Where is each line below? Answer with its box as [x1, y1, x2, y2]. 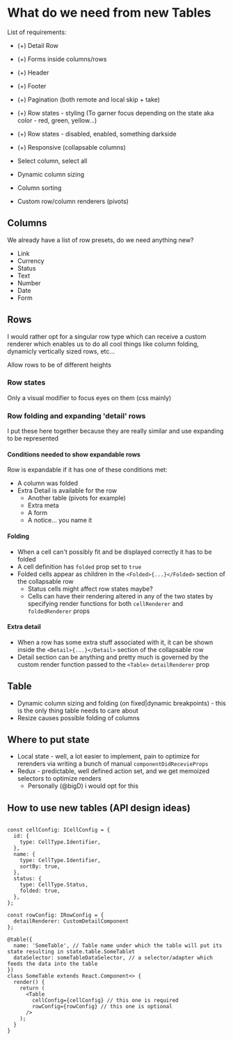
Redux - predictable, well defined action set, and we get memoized [17, 767, 210, 775]
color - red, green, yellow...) [17, 116, 97, 125]
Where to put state [7, 733, 90, 745]
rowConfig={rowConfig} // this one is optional [32, 1003, 172, 1010]
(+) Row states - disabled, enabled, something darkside [17, 129, 177, 138]
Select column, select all [17, 157, 88, 165]
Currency [17, 256, 45, 265]
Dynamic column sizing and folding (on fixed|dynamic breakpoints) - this [17, 699, 226, 707]
